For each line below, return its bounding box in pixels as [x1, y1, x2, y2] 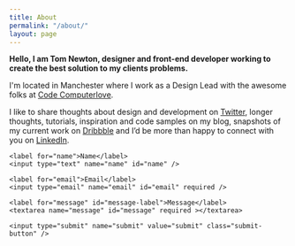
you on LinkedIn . [9, 135, 70, 146]
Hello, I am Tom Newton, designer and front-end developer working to [9, 54, 271, 65]
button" [9, 229, 38, 239]
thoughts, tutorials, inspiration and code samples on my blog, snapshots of [9, 116, 281, 127]
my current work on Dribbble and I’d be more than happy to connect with [9, 126, 275, 136]
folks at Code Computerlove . [9, 89, 114, 100]
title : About [9, 12, 57, 22]
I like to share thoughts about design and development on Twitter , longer [9, 107, 274, 118]
